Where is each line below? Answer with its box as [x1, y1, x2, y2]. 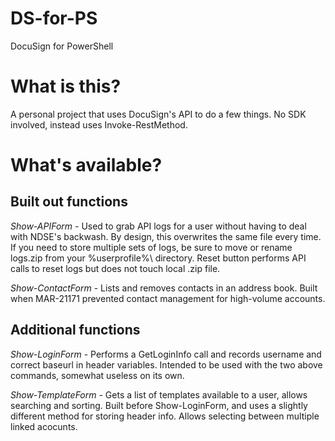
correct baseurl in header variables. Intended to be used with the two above [10, 358, 323, 371]
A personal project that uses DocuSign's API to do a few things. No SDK [10, 108, 307, 120]
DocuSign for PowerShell [10, 40, 114, 52]
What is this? [10, 75, 122, 98]
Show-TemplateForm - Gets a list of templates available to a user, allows [10, 388, 308, 401]
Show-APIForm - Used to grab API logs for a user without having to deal [10, 220, 307, 232]
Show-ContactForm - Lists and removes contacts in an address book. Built [10, 282, 318, 294]
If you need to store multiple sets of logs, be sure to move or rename [10, 241, 293, 253]
